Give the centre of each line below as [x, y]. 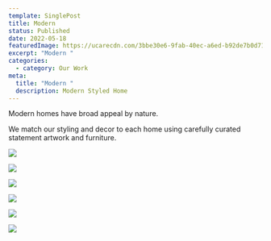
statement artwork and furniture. [63, 138]
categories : [28, 61]
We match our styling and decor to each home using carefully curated [125, 129]
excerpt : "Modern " [41, 53]
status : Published [39, 31]
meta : [17, 76]
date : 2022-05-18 [38, 38]
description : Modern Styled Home [72, 91]
